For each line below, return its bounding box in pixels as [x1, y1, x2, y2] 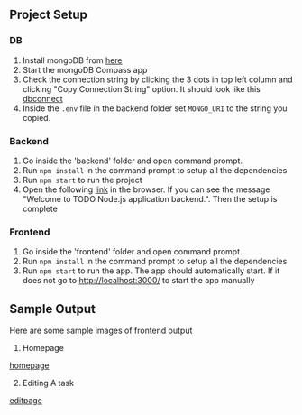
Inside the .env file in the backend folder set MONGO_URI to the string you [22, 103, 288, 114]
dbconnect [22, 93, 63, 104]
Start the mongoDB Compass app [22, 64, 148, 75]
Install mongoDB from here [22, 54, 124, 66]
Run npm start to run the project [22, 174, 142, 185]
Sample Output [9, 301, 96, 317]
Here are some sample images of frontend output [9, 325, 193, 337]
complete [22, 203, 59, 214]
